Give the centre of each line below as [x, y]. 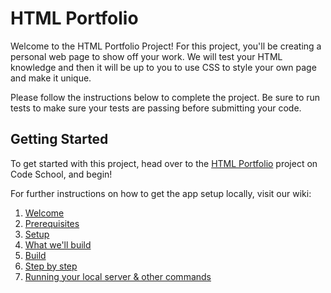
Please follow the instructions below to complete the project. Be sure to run [165, 97]
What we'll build [58, 244]
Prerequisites [52, 223]
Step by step [51, 266]
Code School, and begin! [61, 174]
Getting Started [59, 139]
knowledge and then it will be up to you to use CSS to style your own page [163, 67]
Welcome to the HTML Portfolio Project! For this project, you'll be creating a [166, 46]
